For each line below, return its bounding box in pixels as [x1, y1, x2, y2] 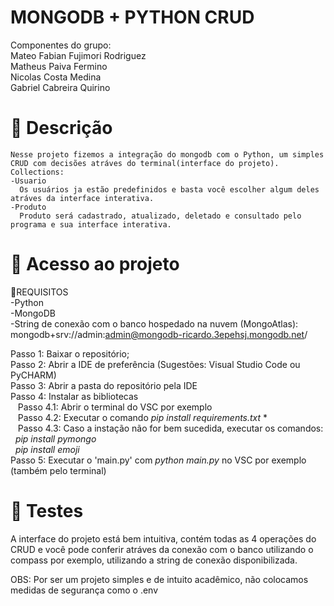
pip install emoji [14, 443, 80, 455]
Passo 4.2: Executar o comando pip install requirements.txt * [17, 411, 268, 423]
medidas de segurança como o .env [10, 584, 159, 596]
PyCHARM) [10, 369, 57, 381]
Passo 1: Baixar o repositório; [10, 347, 130, 360]
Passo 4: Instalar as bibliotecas [10, 390, 139, 402]
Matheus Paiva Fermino [10, 60, 108, 72]
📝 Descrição [10, 117, 113, 140]
